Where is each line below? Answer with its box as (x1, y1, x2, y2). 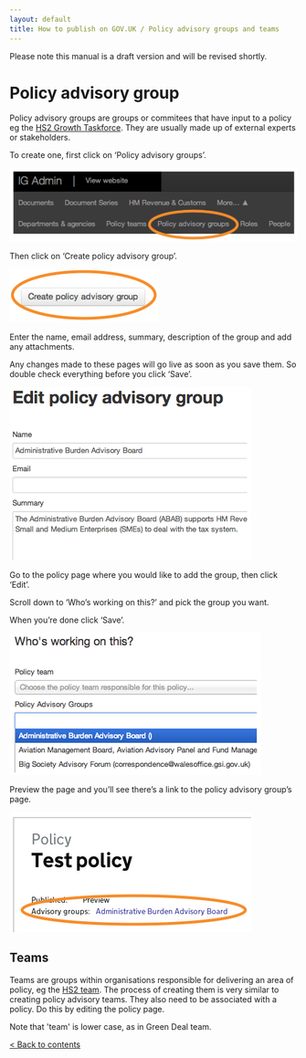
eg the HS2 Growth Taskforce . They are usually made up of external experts (9, 122, 297, 133)
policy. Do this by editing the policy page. (9, 1003, 165, 1014)
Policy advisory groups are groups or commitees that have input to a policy (9, 112, 292, 123)
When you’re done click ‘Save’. (9, 614, 125, 625)
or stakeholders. (9, 132, 71, 143)
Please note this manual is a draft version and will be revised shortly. (9, 50, 268, 61)
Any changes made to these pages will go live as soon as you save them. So (9, 359, 297, 370)
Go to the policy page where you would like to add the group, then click (9, 570, 279, 581)
